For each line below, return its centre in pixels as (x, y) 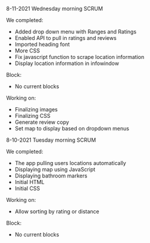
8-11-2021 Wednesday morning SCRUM (54, 9)
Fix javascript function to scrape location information (79, 57)
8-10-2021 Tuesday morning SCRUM (51, 140)
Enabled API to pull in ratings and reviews (66, 38)
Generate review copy (42, 122)
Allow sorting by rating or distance (57, 211)
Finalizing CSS (32, 116)
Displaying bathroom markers (51, 176)
